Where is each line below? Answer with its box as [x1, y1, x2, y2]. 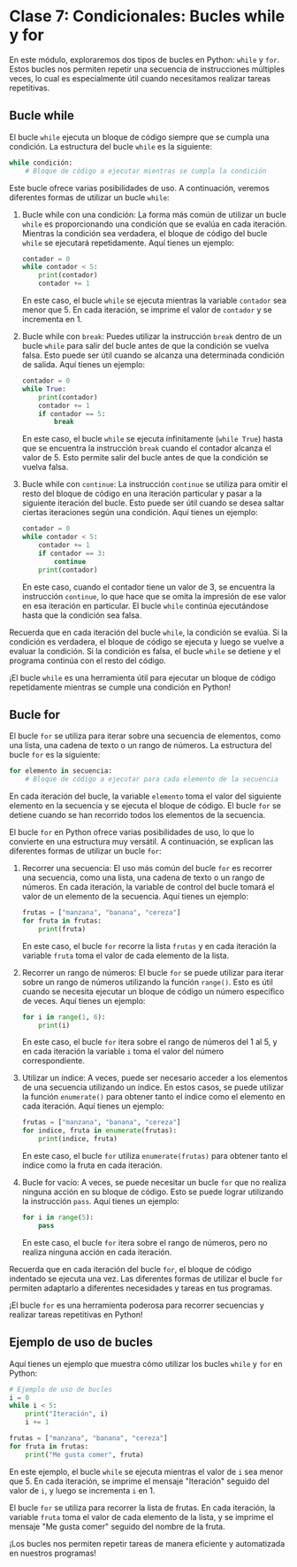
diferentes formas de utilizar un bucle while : [9, 192, 170, 203]
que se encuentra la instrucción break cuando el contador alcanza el [21, 443, 271, 453]
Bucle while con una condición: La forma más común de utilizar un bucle [21, 209, 287, 220]
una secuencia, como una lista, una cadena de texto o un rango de [21, 872, 265, 883]
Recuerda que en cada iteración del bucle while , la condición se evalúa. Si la [9, 627, 288, 637]
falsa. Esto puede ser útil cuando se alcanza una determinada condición [21, 350, 285, 360]
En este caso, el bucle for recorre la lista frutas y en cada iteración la [21, 940, 277, 951]
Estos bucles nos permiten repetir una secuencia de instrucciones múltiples [9, 64, 286, 74]
